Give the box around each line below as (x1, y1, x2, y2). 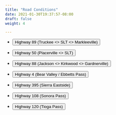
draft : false (5, 16, 32, 21)
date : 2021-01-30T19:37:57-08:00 (5, 12, 74, 17)
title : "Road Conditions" (5, 7, 58, 12)
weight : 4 (5, 21, 26, 26)
